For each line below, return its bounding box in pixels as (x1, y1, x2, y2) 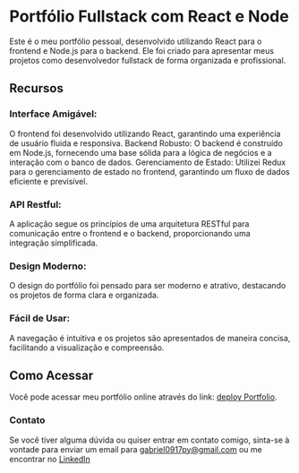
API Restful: (9, 198, 62, 211)
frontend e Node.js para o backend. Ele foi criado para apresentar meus (9, 45, 275, 56)
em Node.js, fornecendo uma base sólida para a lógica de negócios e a (9, 147, 272, 158)
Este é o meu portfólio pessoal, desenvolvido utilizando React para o (9, 36, 262, 47)
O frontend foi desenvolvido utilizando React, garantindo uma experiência (9, 128, 281, 139)
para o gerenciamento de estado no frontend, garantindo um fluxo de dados (9, 166, 290, 176)
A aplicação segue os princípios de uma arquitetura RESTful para (9, 218, 250, 229)
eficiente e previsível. (9, 176, 88, 186)
